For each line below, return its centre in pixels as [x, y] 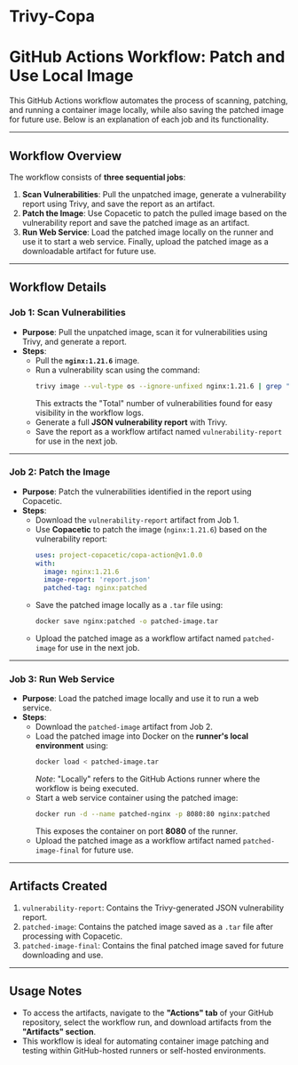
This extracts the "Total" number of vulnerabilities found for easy [154, 403]
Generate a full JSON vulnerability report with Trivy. [131, 422]
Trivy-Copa [52, 16]
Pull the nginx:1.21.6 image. [87, 360]
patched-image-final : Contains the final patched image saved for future [153, 945]
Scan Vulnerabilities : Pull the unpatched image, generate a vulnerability [154, 194]
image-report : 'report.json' [97, 580]
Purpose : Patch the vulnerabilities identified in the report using [137, 492]
